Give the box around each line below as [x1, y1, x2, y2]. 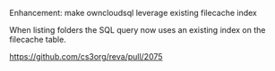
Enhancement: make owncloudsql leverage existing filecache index [9, 8, 258, 18]
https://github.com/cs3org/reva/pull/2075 [9, 51, 163, 61]
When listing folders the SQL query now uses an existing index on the [9, 25, 266, 35]
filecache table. [9, 35, 67, 44]
